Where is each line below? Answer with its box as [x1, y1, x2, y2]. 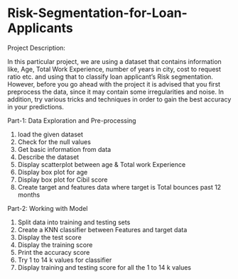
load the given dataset [17, 130, 84, 138]
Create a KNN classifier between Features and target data [17, 225, 188, 234]
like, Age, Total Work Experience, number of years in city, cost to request [7, 65, 222, 73]
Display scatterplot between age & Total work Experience [17, 160, 186, 168]
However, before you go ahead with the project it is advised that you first [7, 80, 221, 88]
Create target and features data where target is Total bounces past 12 [17, 182, 222, 191]
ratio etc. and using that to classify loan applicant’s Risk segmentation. [7, 72, 213, 81]
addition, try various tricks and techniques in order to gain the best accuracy [7, 94, 232, 104]
